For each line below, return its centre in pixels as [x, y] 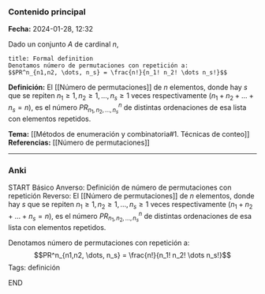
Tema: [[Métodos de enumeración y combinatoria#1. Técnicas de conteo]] [129, 134]
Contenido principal [47, 12]
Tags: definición [34, 267]
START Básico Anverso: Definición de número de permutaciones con [120, 187]
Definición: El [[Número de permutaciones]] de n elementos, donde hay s [128, 87]
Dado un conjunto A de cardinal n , [63, 44]
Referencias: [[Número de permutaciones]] [79, 142]
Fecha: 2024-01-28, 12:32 [50, 29]
